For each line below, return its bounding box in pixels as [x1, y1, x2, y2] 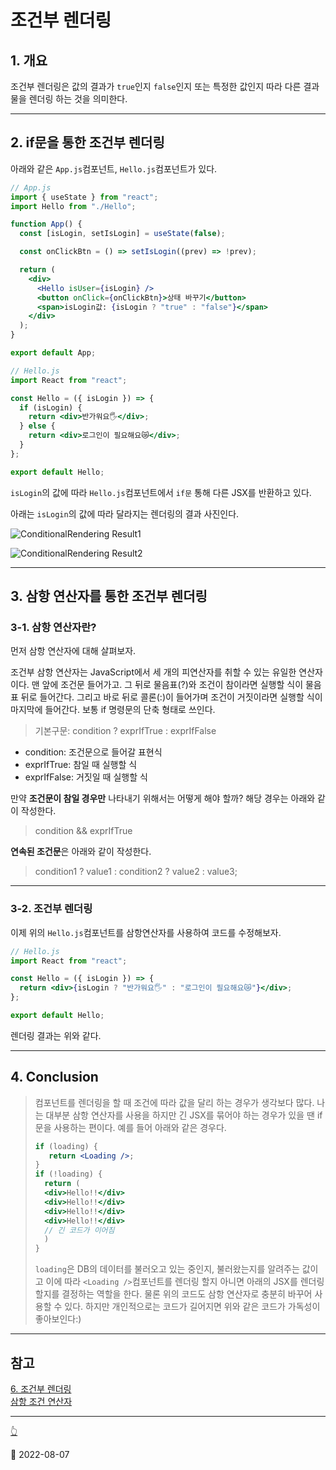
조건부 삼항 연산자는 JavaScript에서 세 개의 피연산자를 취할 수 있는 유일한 [10, 666, 297, 678]
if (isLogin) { [19, 402, 83, 413]
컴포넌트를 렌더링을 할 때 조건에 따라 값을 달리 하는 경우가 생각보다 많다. [34, 1096, 315, 1108]
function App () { [10, 219, 83, 230]
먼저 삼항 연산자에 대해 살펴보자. [10, 645, 137, 657]
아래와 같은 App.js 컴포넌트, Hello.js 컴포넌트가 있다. [10, 162, 218, 175]
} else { [19, 421, 56, 431]
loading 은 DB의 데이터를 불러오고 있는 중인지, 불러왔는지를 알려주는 [34, 1263, 300, 1275]
